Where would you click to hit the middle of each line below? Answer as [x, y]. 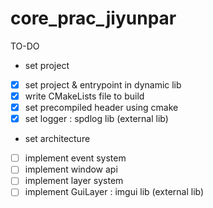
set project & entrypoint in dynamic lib [103, 84]
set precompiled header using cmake [101, 108]
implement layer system [74, 181]
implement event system [75, 158]
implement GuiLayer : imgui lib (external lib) [114, 192]
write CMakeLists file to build [84, 96]
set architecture [57, 139]
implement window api [71, 169]
